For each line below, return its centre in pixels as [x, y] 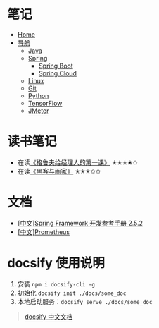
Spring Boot [56, 66]
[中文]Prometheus [44, 232]
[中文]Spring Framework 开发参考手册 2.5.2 [80, 223]
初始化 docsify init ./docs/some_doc [72, 293]
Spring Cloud [58, 73]
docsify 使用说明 [56, 263]
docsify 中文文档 [49, 316]
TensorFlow [45, 103]
